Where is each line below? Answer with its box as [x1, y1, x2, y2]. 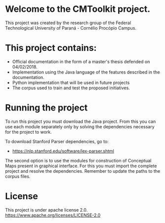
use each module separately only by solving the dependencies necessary [5, 123, 155, 129]
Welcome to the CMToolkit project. [5, 3, 151, 15]
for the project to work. [5, 129, 52, 135]
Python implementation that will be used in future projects [12, 79, 130, 85]
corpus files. [5, 173, 31, 179]
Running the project [5, 102, 88, 113]
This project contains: [5, 42, 97, 54]
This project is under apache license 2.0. [5, 207, 88, 213]
